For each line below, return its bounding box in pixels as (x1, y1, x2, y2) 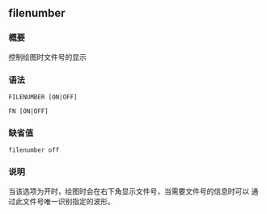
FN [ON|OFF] (8, 107, 49, 115)
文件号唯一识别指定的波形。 (22, 196, 115, 206)
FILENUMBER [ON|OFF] (8, 93, 78, 101)
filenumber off (8, 146, 60, 154)
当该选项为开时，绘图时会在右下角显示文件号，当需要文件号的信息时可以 (8, 186, 249, 196)
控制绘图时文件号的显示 (8, 52, 87, 61)
